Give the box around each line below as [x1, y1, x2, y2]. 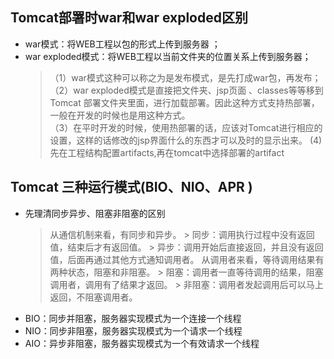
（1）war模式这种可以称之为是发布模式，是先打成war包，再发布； [49, 71, 322, 83]
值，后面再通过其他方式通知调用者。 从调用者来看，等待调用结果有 [49, 253, 325, 265]
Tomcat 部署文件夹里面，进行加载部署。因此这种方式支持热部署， [49, 96, 320, 108]
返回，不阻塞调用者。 [49, 291, 138, 303]
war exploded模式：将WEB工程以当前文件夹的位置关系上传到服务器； [24, 50, 312, 62]
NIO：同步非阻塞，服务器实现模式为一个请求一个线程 [24, 324, 243, 337]
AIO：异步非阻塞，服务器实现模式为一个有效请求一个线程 [24, 337, 260, 349]
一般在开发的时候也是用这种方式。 [49, 109, 191, 121]
